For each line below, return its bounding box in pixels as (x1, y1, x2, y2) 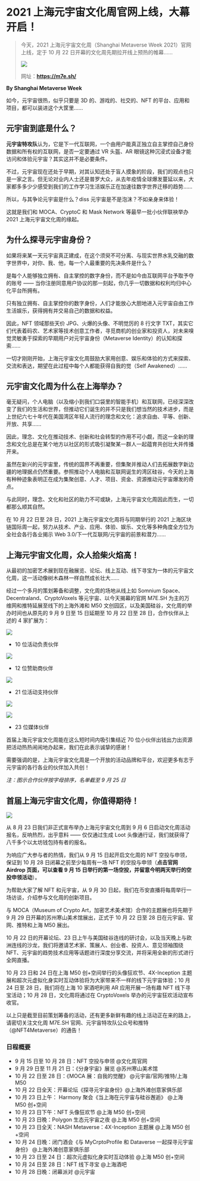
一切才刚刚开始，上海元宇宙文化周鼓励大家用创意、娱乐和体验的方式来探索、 (6, 354, 194, 361)
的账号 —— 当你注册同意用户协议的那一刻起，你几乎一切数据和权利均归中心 (6, 279, 192, 286)
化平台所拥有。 (6, 287, 43, 294)
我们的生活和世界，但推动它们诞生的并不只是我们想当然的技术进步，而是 (16, 406, 194, 413)
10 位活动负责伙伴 (14, 641, 59, 648)
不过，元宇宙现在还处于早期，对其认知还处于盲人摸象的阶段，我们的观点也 (6, 168, 189, 175)
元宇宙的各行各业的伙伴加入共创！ (6, 764, 90, 771)
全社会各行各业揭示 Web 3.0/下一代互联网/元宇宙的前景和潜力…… (6, 531, 166, 538)
